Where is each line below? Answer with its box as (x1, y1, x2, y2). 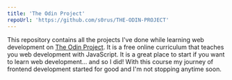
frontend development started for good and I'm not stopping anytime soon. (7, 65, 222, 73)
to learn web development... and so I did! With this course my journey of (7, 57, 214, 66)
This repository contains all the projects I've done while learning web (7, 35, 205, 43)
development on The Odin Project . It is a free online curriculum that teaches (7, 43, 224, 51)
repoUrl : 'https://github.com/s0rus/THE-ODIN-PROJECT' (7, 17, 169, 23)
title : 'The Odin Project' (7, 10, 85, 17)
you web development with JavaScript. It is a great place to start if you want (7, 50, 225, 59)
